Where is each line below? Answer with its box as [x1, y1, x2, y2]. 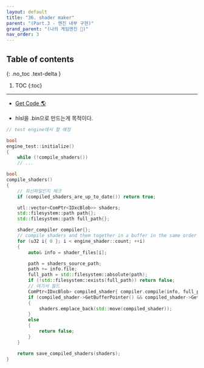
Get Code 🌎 [15, 100, 47, 107]
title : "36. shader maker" [6, 15, 75, 21]
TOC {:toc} [15, 81, 42, 89]
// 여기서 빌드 [28, 283, 60, 289]
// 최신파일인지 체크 [17, 188, 62, 194]
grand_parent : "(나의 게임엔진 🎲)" [6, 26, 89, 32]
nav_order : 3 [6, 32, 39, 38]
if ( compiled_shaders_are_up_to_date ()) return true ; [17, 194, 156, 200]
